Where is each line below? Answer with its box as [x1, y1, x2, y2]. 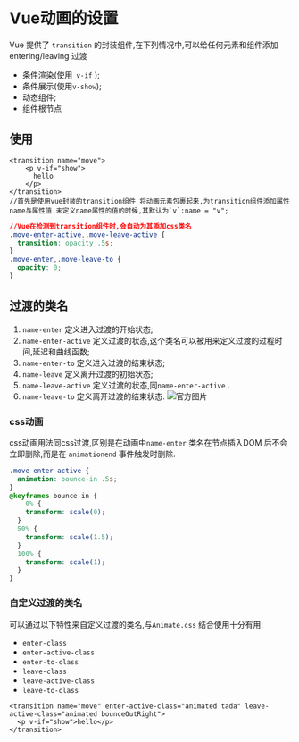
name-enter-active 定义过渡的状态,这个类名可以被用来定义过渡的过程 [21, 335, 275, 346]
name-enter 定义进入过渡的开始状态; [21, 323, 154, 335]
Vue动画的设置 [9, 8, 119, 29]
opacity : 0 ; [17, 263, 62, 272]
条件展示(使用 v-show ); [21, 80, 103, 91]
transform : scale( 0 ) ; [25, 508, 105, 517]
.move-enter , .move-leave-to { [9, 255, 122, 264]
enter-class [21, 638, 67, 647]
